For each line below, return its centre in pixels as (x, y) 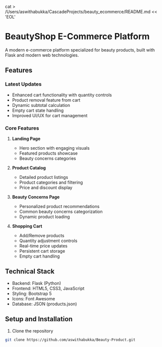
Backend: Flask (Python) (37, 283)
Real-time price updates (43, 246)
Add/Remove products (42, 235)
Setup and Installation (39, 319)
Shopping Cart (27, 226)
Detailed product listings (44, 177)
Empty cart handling (40, 256)
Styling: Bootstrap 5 (32, 294)
